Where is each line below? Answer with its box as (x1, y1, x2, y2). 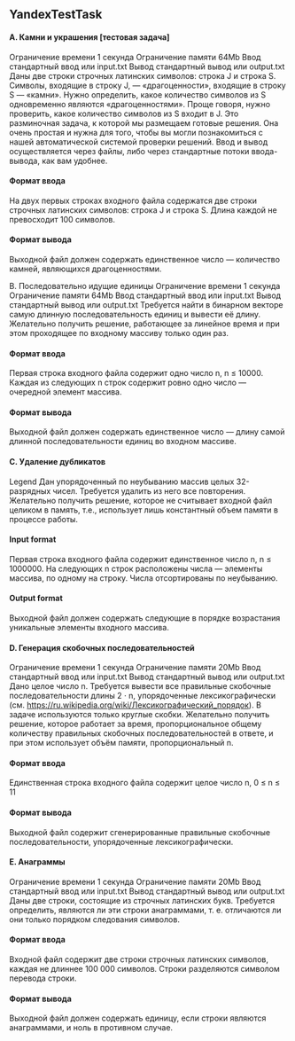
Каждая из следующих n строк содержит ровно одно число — (9, 377, 247, 388)
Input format (9, 534, 57, 544)
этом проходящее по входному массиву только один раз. (9, 328, 229, 338)
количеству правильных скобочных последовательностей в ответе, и (9, 728, 274, 739)
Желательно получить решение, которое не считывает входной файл (9, 495, 273, 505)
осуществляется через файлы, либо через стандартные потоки (9, 145, 250, 156)
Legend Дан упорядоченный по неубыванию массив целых (9, 476, 235, 487)
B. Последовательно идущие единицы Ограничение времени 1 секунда (9, 281, 281, 291)
